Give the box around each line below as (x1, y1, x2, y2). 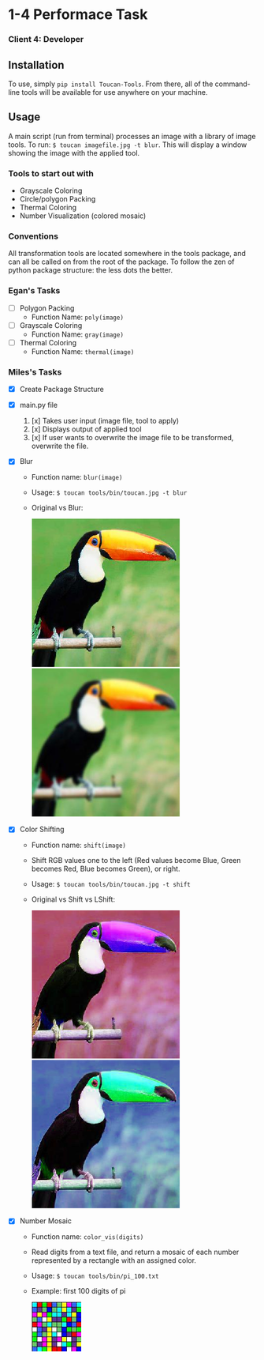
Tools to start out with (8, 168, 95, 179)
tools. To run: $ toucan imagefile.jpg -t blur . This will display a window (8, 140, 247, 149)
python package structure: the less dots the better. (8, 266, 173, 275)
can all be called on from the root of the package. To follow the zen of (8, 257, 235, 266)
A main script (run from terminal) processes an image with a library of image (8, 131, 256, 141)
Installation (8, 58, 65, 72)
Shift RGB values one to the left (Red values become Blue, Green (31, 856, 242, 865)
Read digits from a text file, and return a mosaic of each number (31, 1247, 240, 1257)
